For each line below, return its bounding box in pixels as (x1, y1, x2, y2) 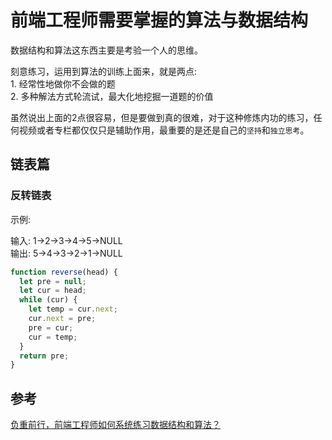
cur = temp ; (28, 332, 78, 342)
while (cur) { (19, 295, 78, 305)
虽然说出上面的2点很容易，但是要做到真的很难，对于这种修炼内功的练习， (10, 111, 314, 123)
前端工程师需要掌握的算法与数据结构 (10, 9, 309, 32)
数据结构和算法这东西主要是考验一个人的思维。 (10, 44, 203, 56)
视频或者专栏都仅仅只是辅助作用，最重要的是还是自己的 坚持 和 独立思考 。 (18, 124, 310, 136)
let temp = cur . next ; (28, 304, 118, 315)
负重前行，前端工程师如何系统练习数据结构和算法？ (10, 419, 221, 431)
